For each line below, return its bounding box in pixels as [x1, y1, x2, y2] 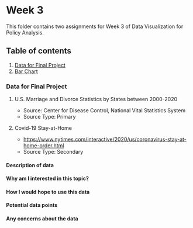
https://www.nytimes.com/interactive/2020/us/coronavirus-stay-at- [23, 136, 187, 143]
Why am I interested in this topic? [6, 175, 89, 182]
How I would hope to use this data [6, 188, 90, 195]
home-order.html [23, 142, 64, 149]
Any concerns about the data [6, 215, 78, 222]
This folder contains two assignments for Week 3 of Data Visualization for [6, 23, 184, 30]
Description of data [6, 161, 54, 168]
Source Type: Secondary [23, 148, 84, 156]
